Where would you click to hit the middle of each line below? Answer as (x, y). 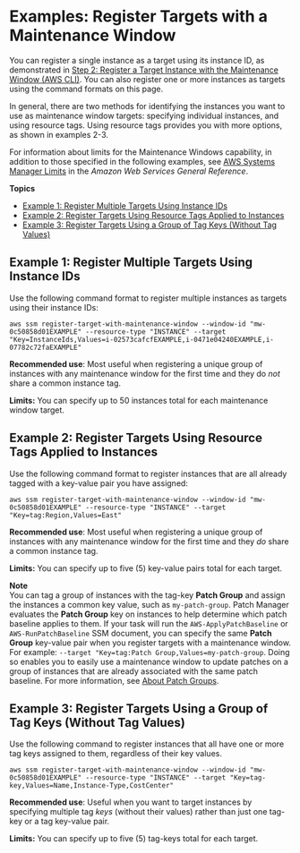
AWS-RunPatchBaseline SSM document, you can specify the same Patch (141, 633)
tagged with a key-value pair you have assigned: (99, 483)
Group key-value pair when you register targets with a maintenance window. (150, 643)
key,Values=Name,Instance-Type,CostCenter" (92, 786)
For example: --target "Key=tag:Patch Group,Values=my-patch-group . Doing (150, 652)
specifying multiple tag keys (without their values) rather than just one (138, 812)
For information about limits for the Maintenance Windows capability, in (141, 152)
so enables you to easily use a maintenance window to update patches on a (149, 661)
